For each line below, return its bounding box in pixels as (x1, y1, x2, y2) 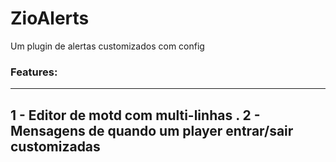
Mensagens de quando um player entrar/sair (10, 122, 294, 139)
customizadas (10, 138, 101, 155)
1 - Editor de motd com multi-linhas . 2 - (10, 107, 261, 124)
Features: (10, 65, 58, 79)
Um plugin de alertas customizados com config (10, 40, 205, 52)
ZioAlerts (10, 7, 90, 30)
